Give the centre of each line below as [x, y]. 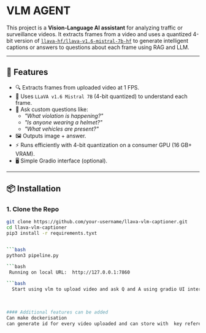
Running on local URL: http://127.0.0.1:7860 [70, 272]
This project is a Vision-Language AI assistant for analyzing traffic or [94, 28]
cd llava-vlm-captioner [37, 228]
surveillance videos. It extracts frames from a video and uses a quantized [99, 34]
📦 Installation [34, 189]
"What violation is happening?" [64, 116]
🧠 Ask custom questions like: [52, 109]
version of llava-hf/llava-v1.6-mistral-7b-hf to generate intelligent [101, 40]
